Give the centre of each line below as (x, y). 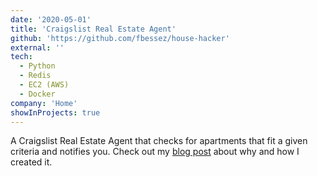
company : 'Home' (44, 103)
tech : (21, 57)
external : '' (37, 47)
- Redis (35, 76)
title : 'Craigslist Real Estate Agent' (93, 29)
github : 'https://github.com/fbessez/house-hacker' (120, 38)
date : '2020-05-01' (51, 19)
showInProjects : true (55, 112)
